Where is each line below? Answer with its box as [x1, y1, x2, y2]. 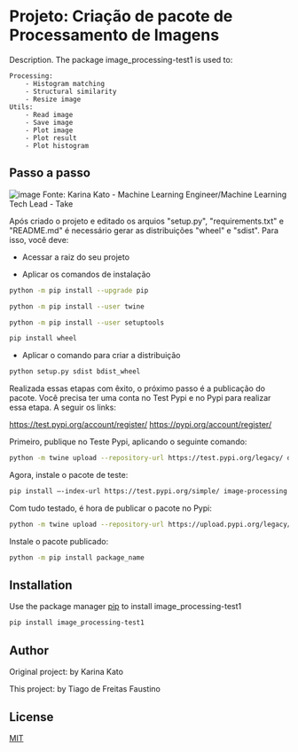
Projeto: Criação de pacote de [9, 6, 233, 27]
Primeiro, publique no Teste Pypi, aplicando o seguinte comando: [9, 436, 247, 447]
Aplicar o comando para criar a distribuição [21, 350, 181, 361]
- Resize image [25, 95, 82, 104]
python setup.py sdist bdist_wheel [9, 367, 141, 376]
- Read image [25, 110, 74, 119]
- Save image [25, 118, 74, 127]
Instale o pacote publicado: [9, 536, 109, 546]
